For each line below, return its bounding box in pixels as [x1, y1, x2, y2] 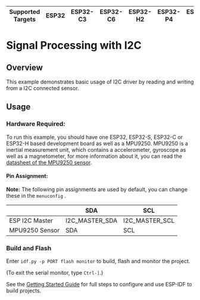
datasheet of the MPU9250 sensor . [6, 158, 92, 166]
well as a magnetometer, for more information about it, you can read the [6, 152, 183, 160]
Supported [9, 8, 40, 16]
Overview [6, 62, 43, 72]
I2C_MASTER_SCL [123, 216, 175, 225]
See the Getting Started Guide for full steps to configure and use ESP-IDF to [6, 281, 192, 288]
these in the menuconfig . [6, 192, 67, 199]
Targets [13, 15, 36, 23]
